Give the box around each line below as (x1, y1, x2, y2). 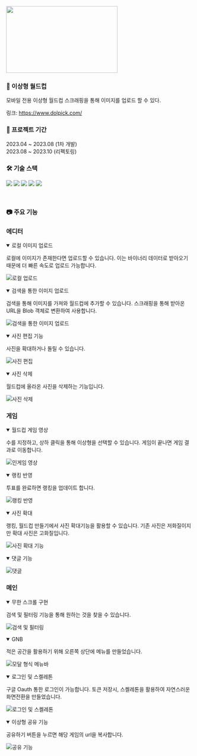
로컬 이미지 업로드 (11, 242, 53, 249)
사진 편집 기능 (11, 333, 43, 340)
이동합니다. (17, 447, 43, 454)
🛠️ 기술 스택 (6, 164, 38, 172)
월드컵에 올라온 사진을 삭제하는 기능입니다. (6, 383, 105, 390)
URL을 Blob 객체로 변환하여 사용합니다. (6, 307, 97, 314)
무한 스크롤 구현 (11, 598, 49, 605)
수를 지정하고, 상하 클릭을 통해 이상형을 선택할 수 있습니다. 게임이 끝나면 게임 (6, 439, 183, 446)
